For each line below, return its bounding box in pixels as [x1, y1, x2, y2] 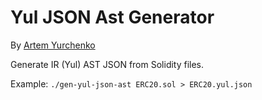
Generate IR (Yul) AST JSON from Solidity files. [10, 58, 205, 70]
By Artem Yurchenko [10, 39, 96, 51]
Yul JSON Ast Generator [10, 6, 215, 29]
